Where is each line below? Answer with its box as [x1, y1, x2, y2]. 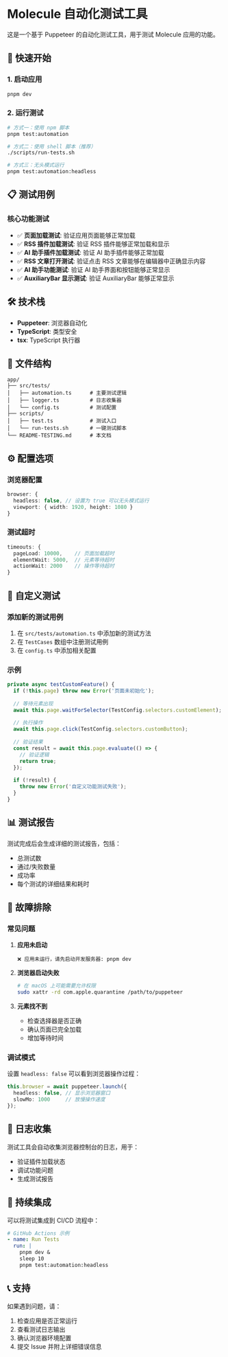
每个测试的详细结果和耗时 [16, 880, 90, 888]
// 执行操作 [13, 719, 43, 727]
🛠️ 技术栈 [7, 296, 46, 308]
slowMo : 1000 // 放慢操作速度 [13, 1096, 105, 1103]
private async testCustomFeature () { [7, 681, 115, 688]
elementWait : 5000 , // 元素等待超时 [13, 556, 115, 563]
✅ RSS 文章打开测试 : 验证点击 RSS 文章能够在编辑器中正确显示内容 [16, 257, 206, 265]
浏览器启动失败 [16, 969, 60, 977]
